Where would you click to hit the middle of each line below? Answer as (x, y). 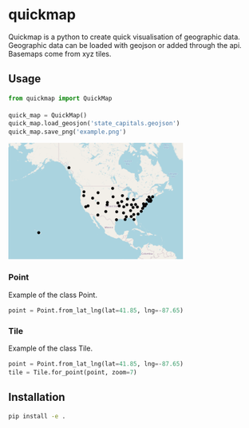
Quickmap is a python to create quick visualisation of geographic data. (125, 37)
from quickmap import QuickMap (60, 98)
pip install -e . (37, 417)
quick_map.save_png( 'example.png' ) (67, 132)
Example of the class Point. (53, 295)
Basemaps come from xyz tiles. (60, 53)
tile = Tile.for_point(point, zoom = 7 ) (73, 372)
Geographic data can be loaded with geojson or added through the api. (125, 45)
